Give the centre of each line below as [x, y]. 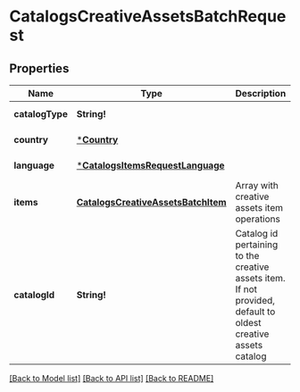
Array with [257, 185]
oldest [248, 323]
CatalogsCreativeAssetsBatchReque [148, 17]
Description [261, 93]
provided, [255, 300]
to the [247, 256]
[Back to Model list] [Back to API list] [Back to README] [112, 378]
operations [258, 219]
